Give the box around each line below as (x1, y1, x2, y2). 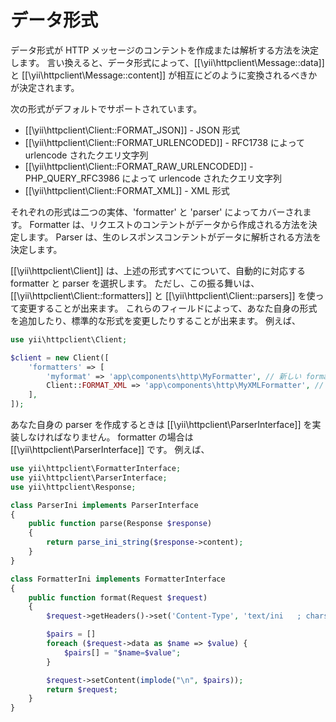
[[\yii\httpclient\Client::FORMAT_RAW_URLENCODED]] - (24, 160, 254, 172)
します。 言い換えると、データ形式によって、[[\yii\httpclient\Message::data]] (10, 56, 325, 68)
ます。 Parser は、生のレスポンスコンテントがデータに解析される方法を (27, 231, 322, 243)
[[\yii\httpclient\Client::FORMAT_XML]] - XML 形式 (24, 184, 230, 196)
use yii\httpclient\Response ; (10, 482, 137, 492)
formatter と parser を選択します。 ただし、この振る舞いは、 (10, 277, 260, 289)
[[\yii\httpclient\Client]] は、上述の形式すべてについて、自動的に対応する (10, 264, 306, 276)
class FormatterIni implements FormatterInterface (10, 574, 226, 584)
